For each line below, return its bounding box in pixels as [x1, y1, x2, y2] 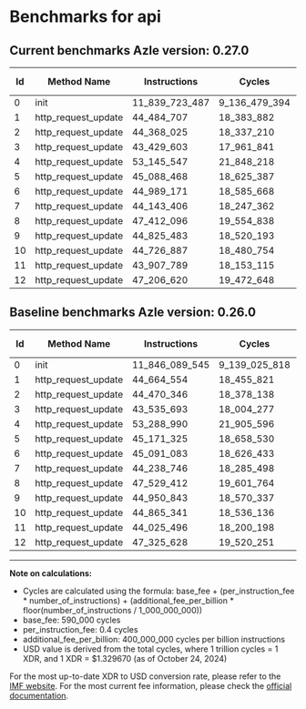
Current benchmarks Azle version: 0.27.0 [9, 43, 250, 58]
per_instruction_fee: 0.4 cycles [22, 623, 138, 634]
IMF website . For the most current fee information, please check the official [9, 680, 292, 691]
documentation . [9, 690, 69, 701]
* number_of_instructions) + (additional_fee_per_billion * [22, 594, 234, 606]
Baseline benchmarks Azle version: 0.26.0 [9, 305, 257, 320]
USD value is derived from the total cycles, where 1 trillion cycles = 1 [22, 643, 279, 654]
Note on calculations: [9, 567, 93, 579]
